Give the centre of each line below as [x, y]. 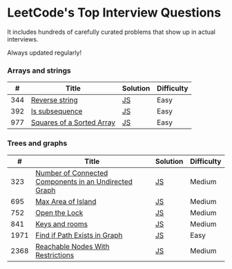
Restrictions [55, 255]
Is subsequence [57, 111]
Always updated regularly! [44, 53]
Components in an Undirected [84, 181]
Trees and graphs [37, 143]
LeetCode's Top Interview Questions [114, 13]
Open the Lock [59, 212]
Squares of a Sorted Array [73, 122]
